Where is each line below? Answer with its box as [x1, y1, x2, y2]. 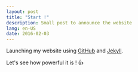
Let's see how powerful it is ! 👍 [6, 59, 84, 66]
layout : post [6, 8, 39, 15]
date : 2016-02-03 [6, 31, 50, 37]
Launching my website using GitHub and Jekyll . [6, 47, 124, 54]
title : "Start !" [6, 14, 50, 20]
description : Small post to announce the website [6, 20, 133, 26]
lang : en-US [6, 25, 36, 32]
